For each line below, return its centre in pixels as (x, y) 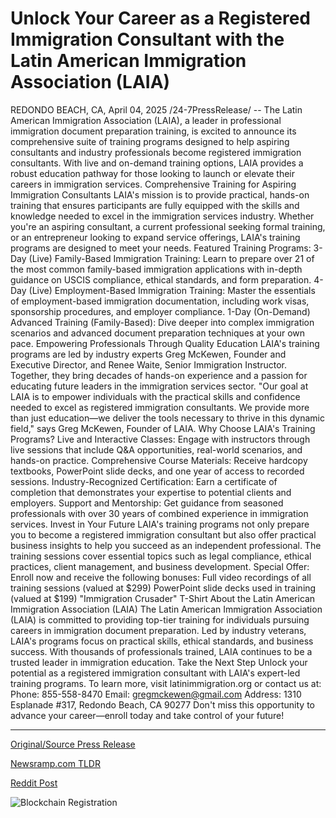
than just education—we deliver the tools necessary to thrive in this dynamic (167, 418)
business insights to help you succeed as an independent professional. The (166, 545)
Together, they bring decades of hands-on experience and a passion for (159, 375)
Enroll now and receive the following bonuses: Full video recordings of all (161, 577)
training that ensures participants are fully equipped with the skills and (155, 205)
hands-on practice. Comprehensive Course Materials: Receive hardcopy (159, 460)
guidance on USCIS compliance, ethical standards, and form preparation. (161, 279)
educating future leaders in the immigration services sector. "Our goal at (159, 386)
